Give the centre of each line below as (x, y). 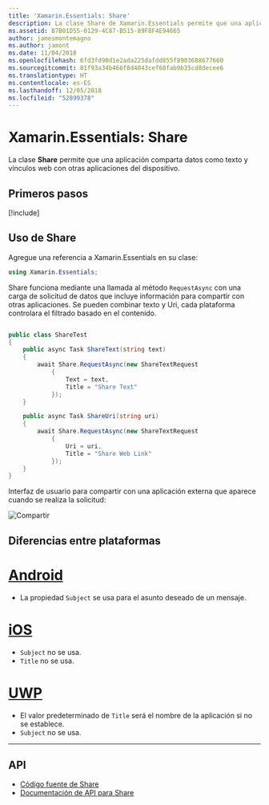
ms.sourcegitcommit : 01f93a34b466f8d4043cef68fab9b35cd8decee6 (116, 68)
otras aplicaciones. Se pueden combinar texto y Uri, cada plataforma (122, 304)
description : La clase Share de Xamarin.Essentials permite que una (125, 23)
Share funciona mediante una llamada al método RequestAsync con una (125, 287)
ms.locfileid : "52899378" (51, 98)
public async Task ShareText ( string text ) (94, 350)
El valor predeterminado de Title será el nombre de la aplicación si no (136, 715)
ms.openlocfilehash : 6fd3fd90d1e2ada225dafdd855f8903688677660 (116, 61)
